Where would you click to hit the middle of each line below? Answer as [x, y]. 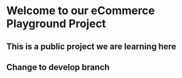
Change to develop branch [58, 67]
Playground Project [56, 24]
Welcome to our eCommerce [81, 11]
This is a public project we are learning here [91, 46]
